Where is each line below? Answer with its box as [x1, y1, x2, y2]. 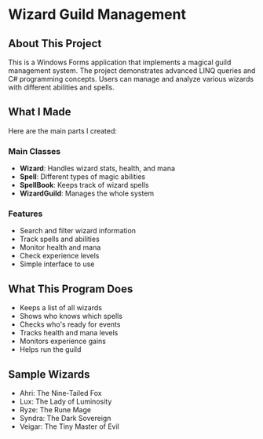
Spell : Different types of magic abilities [19, 172, 146, 181]
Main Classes [8, 145, 61, 156]
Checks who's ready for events [19, 320, 121, 329]
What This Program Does [8, 282, 133, 295]
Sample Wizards [8, 368, 90, 381]
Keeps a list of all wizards [19, 303, 102, 313]
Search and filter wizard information [19, 226, 136, 236]
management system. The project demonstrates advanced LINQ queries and [8, 66, 256, 75]
